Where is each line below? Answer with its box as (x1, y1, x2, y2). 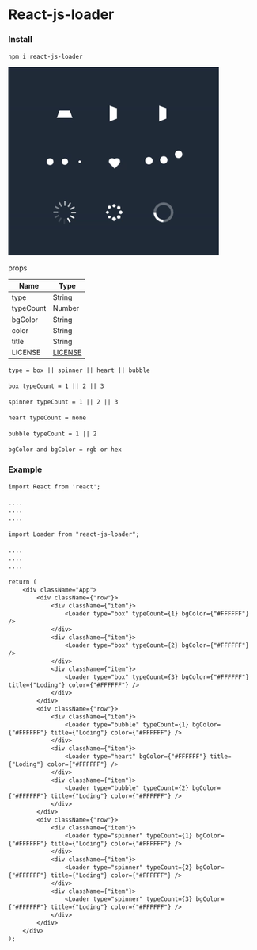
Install (8, 34, 33, 45)
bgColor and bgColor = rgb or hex (8, 446, 123, 454)
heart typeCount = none (8, 414, 87, 422)
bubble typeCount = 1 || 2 (8, 430, 97, 438)
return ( (8, 578, 37, 586)
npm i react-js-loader (8, 53, 83, 61)
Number (52, 304, 80, 313)
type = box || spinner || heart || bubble (8, 366, 150, 374)
